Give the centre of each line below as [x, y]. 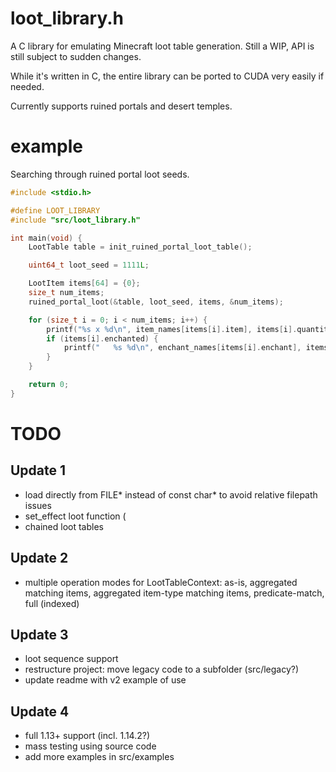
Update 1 [38, 470]
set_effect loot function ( [75, 516]
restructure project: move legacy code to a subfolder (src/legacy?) [162, 669]
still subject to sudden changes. [76, 56]
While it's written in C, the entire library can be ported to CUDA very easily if [167, 76]
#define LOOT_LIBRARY [55, 210]
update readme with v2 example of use [105, 680]
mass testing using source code [90, 746]
